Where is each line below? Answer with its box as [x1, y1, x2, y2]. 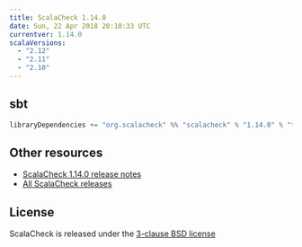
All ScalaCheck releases [22, 179, 112, 190]
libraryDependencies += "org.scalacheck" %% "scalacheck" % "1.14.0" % [9, 120, 283, 129]
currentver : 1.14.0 [9, 30, 83, 39]
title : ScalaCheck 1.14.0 [9, 13, 106, 22]
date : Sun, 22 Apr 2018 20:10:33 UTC [9, 22, 151, 31]
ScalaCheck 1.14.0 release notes [22, 169, 142, 180]
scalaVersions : [9, 38, 67, 48]
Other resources [9, 145, 103, 160]
